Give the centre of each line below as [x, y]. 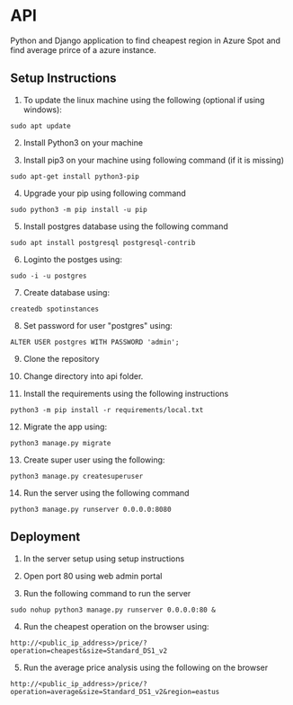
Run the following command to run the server [107, 593]
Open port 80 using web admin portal [93, 576]
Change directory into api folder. [83, 376]
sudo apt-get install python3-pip [75, 176]
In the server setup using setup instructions [104, 559]
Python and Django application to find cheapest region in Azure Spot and [146, 40]
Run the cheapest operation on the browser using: [116, 626]
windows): [42, 110]
